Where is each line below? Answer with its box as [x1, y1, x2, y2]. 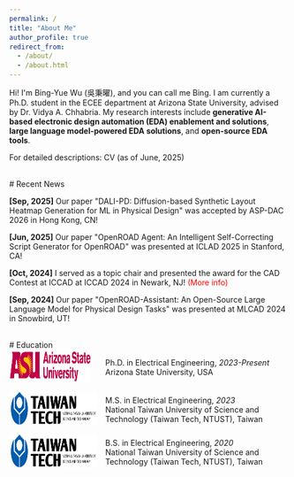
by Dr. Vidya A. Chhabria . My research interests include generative [9, 107, 253, 117]
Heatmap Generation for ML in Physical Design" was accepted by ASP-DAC [9, 205, 284, 216]
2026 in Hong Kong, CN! [9, 215, 99, 225]
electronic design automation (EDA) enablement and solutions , [34, 116, 269, 127]
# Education [9, 340, 53, 350]
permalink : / [9, 14, 57, 23]
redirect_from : [9, 42, 65, 51]
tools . [9, 135, 31, 145]
